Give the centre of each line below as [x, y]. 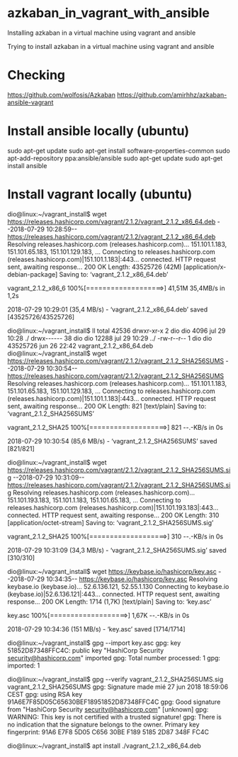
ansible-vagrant [30, 102]
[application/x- [205, 267]
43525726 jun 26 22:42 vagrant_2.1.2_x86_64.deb [80, 346]
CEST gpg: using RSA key [45, 694]
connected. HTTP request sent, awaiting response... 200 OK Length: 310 [113, 515]
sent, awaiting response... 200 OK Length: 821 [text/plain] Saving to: [107, 406]
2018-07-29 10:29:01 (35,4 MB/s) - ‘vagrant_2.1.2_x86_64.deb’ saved [107, 309]
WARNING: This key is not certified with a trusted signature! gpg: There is [114, 717]
